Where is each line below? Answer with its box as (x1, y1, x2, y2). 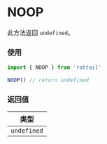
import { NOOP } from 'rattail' (7, 64, 101, 71)
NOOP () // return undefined (7, 77, 90, 84)
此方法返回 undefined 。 (7, 28, 75, 37)
